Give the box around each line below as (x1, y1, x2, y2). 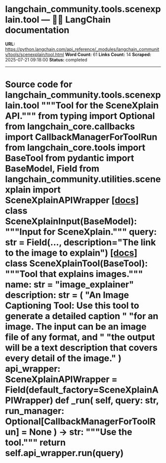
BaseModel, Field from (5, 163, 100, 174)
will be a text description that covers (5, 342, 158, 353)
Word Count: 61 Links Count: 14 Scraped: (65, 51, 152, 58)
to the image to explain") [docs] (5, 247, 137, 259)
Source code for (5, 79, 73, 90)
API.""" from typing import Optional (5, 111, 155, 122)
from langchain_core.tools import (5, 142, 146, 153)
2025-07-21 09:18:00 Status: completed (5, 57, 87, 62)
